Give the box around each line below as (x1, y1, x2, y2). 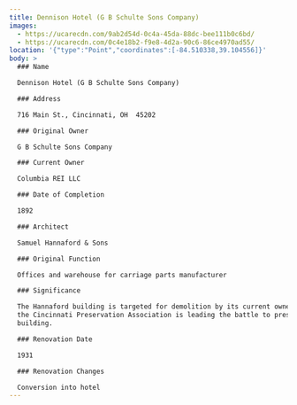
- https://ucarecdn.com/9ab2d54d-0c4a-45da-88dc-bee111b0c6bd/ (17, 29, 255, 38)
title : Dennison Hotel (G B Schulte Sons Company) (9, 12, 200, 22)
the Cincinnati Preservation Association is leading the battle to (17, 311, 271, 320)
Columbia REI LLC (17, 175, 81, 183)
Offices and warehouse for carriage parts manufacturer (17, 270, 227, 279)
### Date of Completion (17, 191, 104, 199)
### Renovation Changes (17, 367, 104, 376)
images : (9, 21, 38, 30)
